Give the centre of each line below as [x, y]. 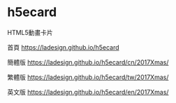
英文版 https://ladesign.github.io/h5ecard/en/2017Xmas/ [88, 92]
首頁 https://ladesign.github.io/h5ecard [64, 47]
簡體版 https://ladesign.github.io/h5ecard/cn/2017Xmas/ [88, 62]
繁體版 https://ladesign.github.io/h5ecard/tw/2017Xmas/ [88, 77]
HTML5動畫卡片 [30, 32]
